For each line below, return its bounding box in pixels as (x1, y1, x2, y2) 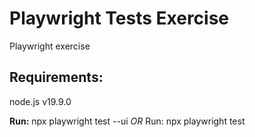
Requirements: (9, 69, 104, 86)
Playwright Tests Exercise (9, 7, 230, 30)
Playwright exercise (9, 40, 91, 52)
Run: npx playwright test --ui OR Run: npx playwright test (9, 115, 246, 127)
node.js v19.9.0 (9, 95, 72, 107)
